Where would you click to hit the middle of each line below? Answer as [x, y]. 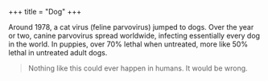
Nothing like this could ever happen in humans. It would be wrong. [138, 68]
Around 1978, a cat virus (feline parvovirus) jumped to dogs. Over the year [131, 27]
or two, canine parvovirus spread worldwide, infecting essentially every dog [134, 36]
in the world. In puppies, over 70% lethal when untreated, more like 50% [128, 44]
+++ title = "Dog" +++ [45, 12]
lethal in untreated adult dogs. [58, 53]
